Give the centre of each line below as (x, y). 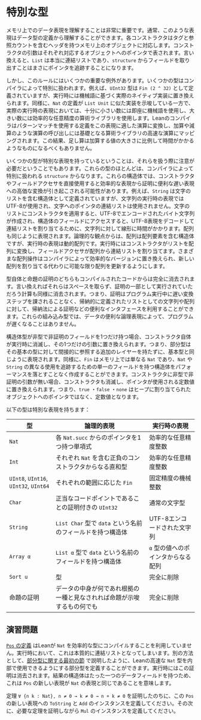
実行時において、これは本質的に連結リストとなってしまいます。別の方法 (105, 653)
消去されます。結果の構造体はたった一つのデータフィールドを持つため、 (105, 675)
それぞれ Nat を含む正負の (92, 457)
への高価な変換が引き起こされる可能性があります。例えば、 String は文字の (99, 191)
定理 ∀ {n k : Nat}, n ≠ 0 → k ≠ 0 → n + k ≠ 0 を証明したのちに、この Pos (100, 695)
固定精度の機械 (170, 478)
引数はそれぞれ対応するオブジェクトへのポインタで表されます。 (105, 52)
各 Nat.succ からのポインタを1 (99, 438)
